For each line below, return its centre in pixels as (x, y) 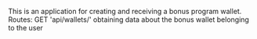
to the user (25, 28)
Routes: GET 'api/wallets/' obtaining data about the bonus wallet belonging (128, 19)
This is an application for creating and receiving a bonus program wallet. (125, 11)
